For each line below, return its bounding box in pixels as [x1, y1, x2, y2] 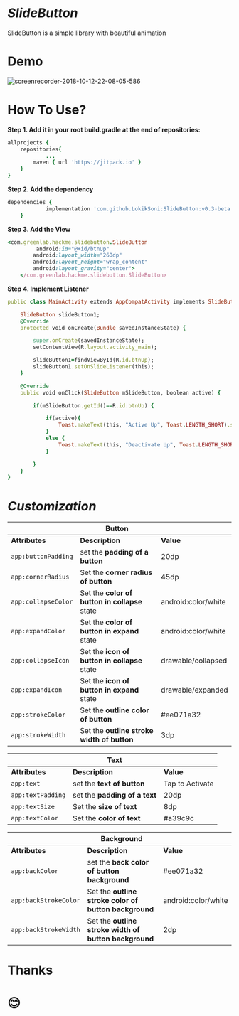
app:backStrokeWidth [11, 926, 80, 934]
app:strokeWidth [11, 731, 66, 739]
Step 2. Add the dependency [7, 185, 94, 193]
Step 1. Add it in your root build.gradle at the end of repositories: [7, 125, 201, 134]
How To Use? [7, 102, 87, 118]
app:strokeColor [11, 711, 66, 719]
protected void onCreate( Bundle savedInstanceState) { [20, 324, 186, 331]
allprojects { [7, 139, 50, 146]
